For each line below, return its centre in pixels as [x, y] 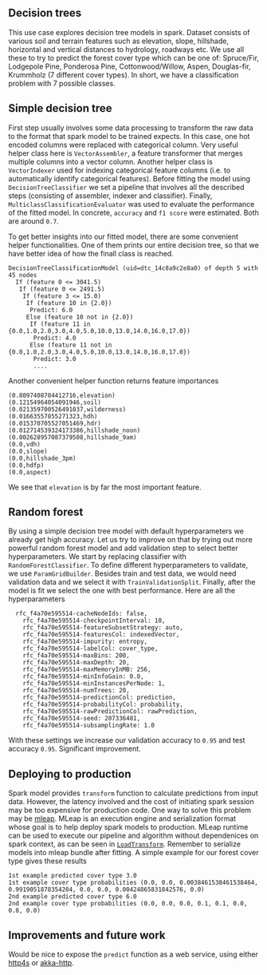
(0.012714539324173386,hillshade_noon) [75, 430]
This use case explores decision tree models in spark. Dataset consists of [129, 32]
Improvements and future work [87, 935]
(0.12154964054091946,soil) [55, 402]
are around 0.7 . [33, 221]
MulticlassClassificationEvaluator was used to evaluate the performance [132, 204]
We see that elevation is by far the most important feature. [105, 487]
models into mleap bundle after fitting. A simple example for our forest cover [133, 853]
